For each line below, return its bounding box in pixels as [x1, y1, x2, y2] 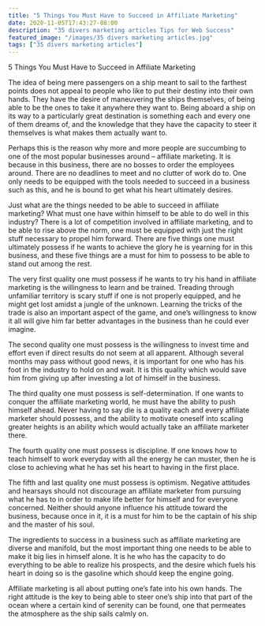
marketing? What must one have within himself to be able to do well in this [8, 209, 250, 218]
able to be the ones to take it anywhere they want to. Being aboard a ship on [8, 103, 256, 113]
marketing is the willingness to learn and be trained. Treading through [8, 283, 234, 293]
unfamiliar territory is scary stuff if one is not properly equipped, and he [8, 291, 241, 300]
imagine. [8, 325, 36, 334]
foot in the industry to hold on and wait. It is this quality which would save [8, 365, 247, 374]
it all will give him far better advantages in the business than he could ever [8, 316, 249, 326]
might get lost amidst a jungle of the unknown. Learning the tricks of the [8, 300, 243, 309]
